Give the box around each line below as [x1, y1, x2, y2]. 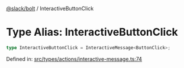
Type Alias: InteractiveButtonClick [6, 26, 179, 39]
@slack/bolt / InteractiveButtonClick [6, 5, 94, 12]
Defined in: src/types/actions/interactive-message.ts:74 [6, 55, 143, 62]
